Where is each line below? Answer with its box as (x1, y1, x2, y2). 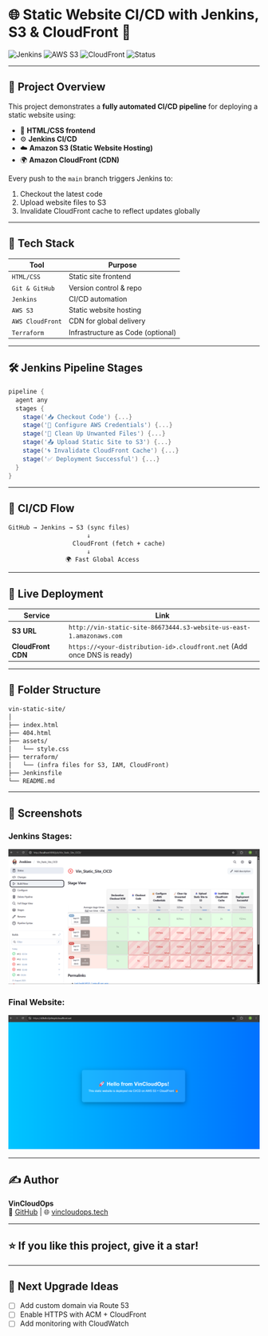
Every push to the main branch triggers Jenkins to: (8, 174, 173, 183)
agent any (15, 396, 48, 404)
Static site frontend (69, 272, 132, 282)
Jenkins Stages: (8, 830, 73, 842)
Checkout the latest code (19, 189, 103, 198)
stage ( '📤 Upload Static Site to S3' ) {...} (22, 438, 172, 446)
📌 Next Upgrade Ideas (8, 1279, 119, 1293)
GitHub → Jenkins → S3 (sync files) (8, 524, 130, 532)
